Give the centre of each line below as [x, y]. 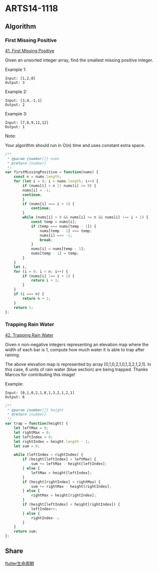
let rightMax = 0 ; [32, 432]
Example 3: [16, 114]
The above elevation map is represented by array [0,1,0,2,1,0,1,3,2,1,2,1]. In [78, 364]
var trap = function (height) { [37, 424]
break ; [46, 240]
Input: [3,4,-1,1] [24, 100]
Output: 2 [15, 105]
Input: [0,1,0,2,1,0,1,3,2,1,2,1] [40, 393]
